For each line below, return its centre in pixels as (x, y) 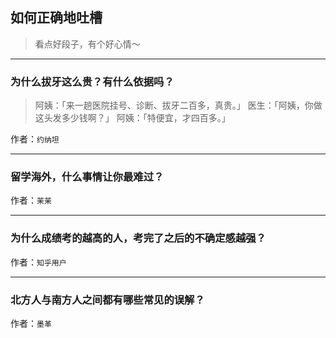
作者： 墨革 (31, 323)
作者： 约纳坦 (35, 139)
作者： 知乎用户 (38, 262)
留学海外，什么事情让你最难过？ (87, 177)
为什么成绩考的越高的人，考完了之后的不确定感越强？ (138, 238)
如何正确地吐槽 (56, 18)
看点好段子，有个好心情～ (87, 44)
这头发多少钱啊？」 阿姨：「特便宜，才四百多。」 (132, 118)
